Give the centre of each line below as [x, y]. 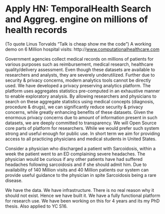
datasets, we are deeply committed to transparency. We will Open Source [81, 123]
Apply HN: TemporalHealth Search [78, 9]
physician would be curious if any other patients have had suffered [74, 159]
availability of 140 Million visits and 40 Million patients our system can [77, 170]
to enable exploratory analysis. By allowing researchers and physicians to [81, 96]
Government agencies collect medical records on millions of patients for [79, 59]
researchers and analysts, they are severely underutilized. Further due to [80, 75]
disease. [14, 180]
